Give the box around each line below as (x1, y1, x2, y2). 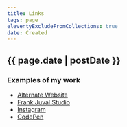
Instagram (16, 105, 46, 113)
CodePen (16, 113, 44, 121)
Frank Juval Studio (16, 97, 71, 106)
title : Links (7, 10, 45, 17)
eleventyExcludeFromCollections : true (7, 23, 118, 30)
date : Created (7, 29, 48, 36)
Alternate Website (16, 91, 69, 99)
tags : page (7, 16, 38, 23)
